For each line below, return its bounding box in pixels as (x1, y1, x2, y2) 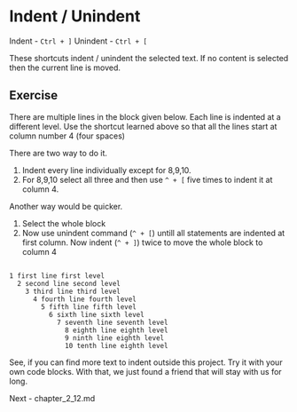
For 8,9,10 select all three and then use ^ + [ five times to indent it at (21, 174, 273, 185)
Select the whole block (21, 218, 106, 228)
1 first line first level (9, 271, 105, 281)
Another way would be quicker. (9, 201, 123, 211)
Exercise (9, 88, 59, 103)
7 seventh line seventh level (56, 318, 168, 327)
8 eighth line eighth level (65, 326, 168, 335)
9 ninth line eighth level (65, 333, 165, 343)
